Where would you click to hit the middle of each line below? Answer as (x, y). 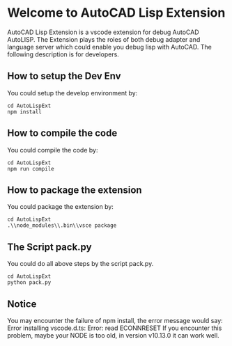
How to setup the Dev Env (64, 76)
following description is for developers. (63, 54)
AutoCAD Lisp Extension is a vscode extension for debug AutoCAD (103, 32)
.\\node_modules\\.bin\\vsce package (62, 226)
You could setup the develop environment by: (72, 93)
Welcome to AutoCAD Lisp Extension (116, 13)
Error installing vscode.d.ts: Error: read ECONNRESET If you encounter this (115, 328)
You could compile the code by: (53, 150)
